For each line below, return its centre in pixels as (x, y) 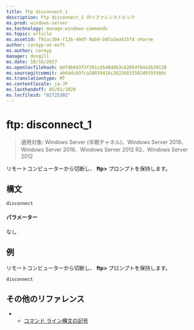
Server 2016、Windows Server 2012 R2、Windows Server (116, 149)
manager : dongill (28, 56)
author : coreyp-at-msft (36, 45)
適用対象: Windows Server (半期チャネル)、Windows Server (94, 142)
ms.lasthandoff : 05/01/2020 (41, 90)
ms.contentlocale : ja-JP (37, 84)
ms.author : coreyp (29, 51)
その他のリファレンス (45, 299)
